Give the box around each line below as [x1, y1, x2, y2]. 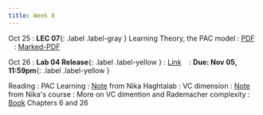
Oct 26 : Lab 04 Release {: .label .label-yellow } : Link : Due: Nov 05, [8, 57, 237, 67]
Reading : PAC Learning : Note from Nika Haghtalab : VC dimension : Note [8, 81, 250, 90]
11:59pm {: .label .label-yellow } [8, 65, 110, 75]
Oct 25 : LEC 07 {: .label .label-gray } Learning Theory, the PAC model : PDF [8, 33, 255, 43]
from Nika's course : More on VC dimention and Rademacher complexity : [8, 89, 250, 99]
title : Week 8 [8, 11, 56, 20]
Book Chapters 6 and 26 [8, 98, 89, 107]
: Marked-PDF [14, 41, 61, 52]
